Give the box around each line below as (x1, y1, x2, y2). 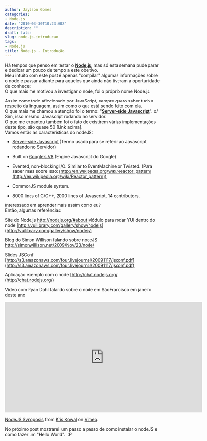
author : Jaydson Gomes (5, 7, 52, 12)
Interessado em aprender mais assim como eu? (5, 202, 101, 208)
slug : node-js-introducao (5, 35, 58, 40)
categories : (5, 12, 30, 17)
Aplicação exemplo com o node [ (5, 271, 72, 277)
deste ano (5, 292, 26, 298)
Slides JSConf (5, 252, 34, 258)
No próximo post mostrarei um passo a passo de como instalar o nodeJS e (5, 426, 158, 432)
